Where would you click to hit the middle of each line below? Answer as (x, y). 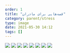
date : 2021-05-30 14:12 (29, 27)
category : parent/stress (30, 18)
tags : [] (14, 32)
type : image (17, 23)
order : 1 (14, 9)
